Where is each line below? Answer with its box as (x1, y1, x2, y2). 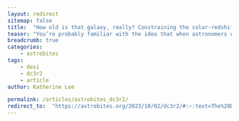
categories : (7, 43, 43, 51)
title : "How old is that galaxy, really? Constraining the (7, 23, 190, 31)
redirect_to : (7, 102, 46, 110)
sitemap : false (7, 17, 53, 24)
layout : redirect (7, 10, 59, 18)
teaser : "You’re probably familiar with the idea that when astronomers (7, 30, 228, 38)
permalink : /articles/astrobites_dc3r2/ (7, 96, 129, 103)
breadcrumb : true (7, 37, 59, 44)
